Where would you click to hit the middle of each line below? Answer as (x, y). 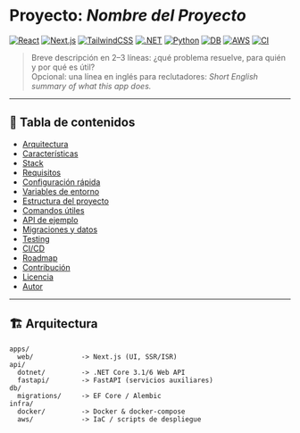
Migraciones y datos (60, 229)
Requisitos (42, 172)
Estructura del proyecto (66, 201)
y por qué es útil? (63, 67)
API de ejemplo (50, 220)
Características (50, 154)
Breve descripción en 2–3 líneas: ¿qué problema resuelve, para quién (158, 57)
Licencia (37, 277)
